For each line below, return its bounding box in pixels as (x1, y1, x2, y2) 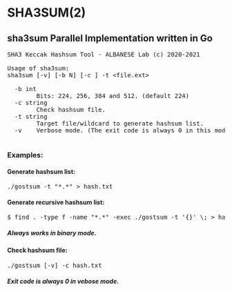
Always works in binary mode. (7, 228, 97, 237)
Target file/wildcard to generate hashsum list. (36, 119, 204, 127)
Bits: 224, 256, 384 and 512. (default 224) (36, 92, 190, 99)
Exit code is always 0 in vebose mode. (7, 277, 119, 285)
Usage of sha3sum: (7, 64, 70, 72)
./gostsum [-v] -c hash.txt (7, 261, 102, 269)
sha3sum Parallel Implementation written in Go (7, 32, 213, 44)
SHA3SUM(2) (7, 5, 86, 21)
